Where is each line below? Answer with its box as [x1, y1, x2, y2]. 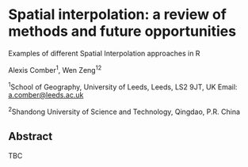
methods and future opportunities [8, 22, 236, 40]
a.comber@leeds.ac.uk [8, 90, 84, 100]
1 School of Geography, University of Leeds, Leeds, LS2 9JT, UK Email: [8, 81, 238, 92]
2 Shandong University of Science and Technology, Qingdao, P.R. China [8, 105, 240, 116]
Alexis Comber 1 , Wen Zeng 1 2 [8, 63, 102, 74]
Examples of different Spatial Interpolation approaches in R [8, 48, 200, 58]
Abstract [8, 130, 53, 143]
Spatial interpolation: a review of [8, 6, 227, 24]
